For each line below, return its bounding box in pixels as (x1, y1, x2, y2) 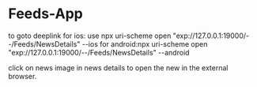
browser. (8, 71, 37, 81)
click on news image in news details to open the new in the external (8, 62, 229, 72)
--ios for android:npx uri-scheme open (81, 39, 208, 48)
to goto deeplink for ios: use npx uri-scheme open (8, 31, 172, 40)
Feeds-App (8, 5, 83, 23)
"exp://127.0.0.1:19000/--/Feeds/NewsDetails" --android (8, 47, 190, 57)
